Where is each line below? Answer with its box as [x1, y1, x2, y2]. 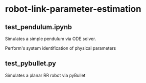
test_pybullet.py [5, 60, 56, 68]
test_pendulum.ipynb [5, 23, 72, 31]
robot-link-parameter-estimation [5, 3, 142, 15]
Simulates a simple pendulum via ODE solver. [5, 36, 97, 41]
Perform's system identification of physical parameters [5, 45, 116, 51]
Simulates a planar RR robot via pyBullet [5, 72, 86, 78]
